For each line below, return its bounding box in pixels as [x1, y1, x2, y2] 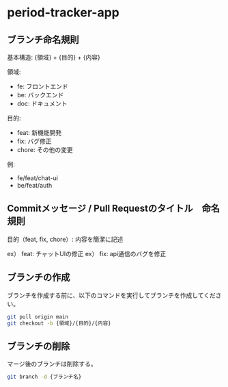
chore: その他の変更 [16, 146, 73, 153]
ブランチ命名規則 [7, 34, 79, 45]
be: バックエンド [16, 91, 64, 99]
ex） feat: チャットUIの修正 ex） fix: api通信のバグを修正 [7, 249, 167, 258]
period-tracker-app [7, 5, 119, 21]
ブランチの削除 [7, 340, 70, 352]
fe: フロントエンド [16, 82, 68, 90]
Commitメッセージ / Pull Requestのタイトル [7, 203, 193, 214]
